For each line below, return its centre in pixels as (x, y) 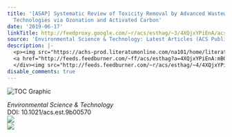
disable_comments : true (41, 71)
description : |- (30, 46)
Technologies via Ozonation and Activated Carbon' (88, 20)
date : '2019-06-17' (35, 26)
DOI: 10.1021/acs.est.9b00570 (49, 112)
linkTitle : (23, 33)
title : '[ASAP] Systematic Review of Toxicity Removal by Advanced (106, 13)
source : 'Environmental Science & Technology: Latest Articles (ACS (108, 39)
